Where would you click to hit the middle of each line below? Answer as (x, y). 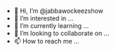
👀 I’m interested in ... (44, 18)
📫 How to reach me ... (46, 41)
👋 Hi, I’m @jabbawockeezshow (59, 11)
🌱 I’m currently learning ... (51, 26)
